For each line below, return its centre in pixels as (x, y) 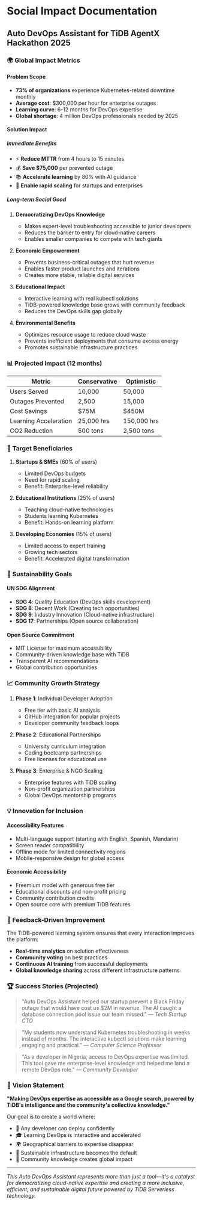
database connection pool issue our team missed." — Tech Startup (104, 1014)
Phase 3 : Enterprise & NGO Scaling (59, 771)
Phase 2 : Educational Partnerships (58, 735)
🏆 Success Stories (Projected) (52, 986)
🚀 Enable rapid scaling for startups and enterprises (79, 185)
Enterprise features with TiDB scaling (70, 783)
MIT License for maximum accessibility (64, 648)
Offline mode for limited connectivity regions (70, 852)
